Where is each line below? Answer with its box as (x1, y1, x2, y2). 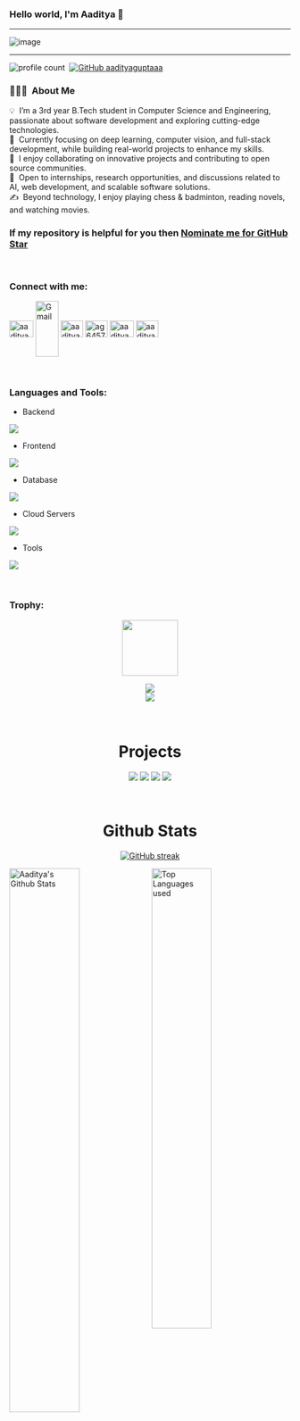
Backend (21, 406, 55, 418)
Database (21, 475, 58, 486)
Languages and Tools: (9, 386, 107, 399)
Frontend (21, 441, 56, 452)
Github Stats (102, 820, 198, 841)
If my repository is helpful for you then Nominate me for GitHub (9, 227, 288, 239)
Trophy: (9, 599, 45, 611)
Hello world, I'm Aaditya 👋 (9, 8, 124, 21)
